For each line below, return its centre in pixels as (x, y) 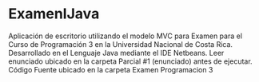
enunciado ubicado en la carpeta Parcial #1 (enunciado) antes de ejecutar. (131, 61)
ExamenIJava (54, 14)
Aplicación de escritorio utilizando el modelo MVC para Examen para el (125, 36)
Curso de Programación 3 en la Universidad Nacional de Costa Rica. (121, 44)
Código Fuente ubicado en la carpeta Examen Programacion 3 (111, 69)
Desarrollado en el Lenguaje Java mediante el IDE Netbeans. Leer (116, 53)
